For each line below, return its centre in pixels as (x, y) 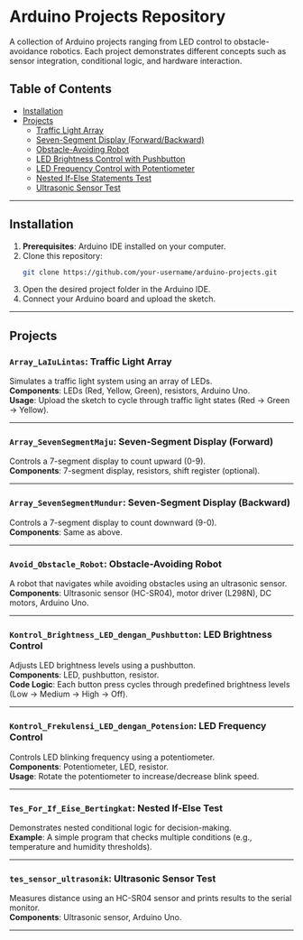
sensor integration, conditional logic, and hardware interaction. (126, 60)
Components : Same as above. (66, 532)
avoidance (28, 51)
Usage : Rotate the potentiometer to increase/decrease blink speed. (134, 776)
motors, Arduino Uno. (49, 603)
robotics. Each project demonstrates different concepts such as (168, 51)
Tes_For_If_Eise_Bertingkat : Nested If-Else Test (116, 807)
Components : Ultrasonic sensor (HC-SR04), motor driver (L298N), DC (141, 594)
